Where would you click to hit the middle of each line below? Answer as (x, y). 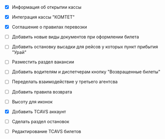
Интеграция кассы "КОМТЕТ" (43, 17)
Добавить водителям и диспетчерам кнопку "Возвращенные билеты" (86, 72)
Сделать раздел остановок (41, 121)
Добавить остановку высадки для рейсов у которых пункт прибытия (85, 47)
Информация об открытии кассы (47, 7)
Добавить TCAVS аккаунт (39, 111)
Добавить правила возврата (42, 92)
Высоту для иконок (32, 101)
